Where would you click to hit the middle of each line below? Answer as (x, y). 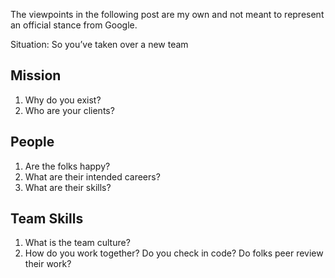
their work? (48, 264)
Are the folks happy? (67, 166)
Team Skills (47, 219)
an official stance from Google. (74, 25)
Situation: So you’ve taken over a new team (99, 44)
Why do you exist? (63, 100)
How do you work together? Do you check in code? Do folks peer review (174, 253)
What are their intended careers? (92, 176)
